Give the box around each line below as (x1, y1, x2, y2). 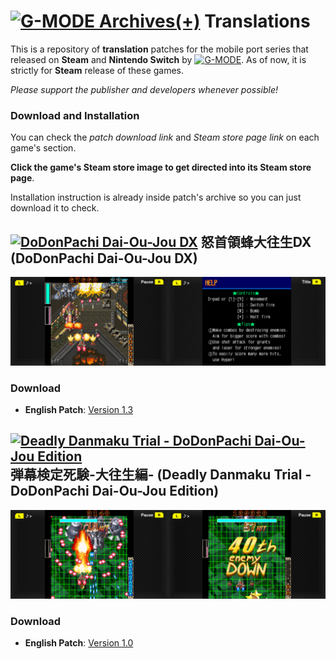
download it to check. (10, 202, 100, 214)
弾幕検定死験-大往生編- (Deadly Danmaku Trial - (10, 466, 312, 484)
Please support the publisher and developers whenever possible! (10, 83, 279, 95)
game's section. (10, 142, 77, 154)
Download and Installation (10, 108, 140, 122)
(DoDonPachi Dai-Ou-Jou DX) (10, 250, 198, 267)
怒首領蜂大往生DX (200, 233, 312, 250)
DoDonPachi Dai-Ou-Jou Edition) (10, 483, 220, 500)
